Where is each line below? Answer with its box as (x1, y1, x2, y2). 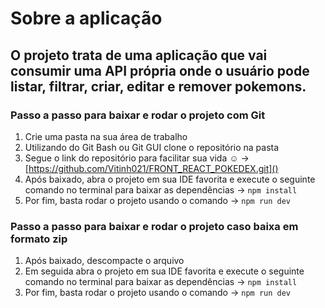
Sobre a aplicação (10, 7, 163, 30)
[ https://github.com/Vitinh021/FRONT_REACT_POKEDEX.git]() (24, 162, 279, 174)
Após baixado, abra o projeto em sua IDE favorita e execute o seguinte (24, 173, 316, 185)
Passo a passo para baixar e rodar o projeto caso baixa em (10, 219, 299, 233)
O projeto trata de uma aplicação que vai (10, 47, 268, 64)
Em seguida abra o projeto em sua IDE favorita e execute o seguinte (24, 265, 305, 277)
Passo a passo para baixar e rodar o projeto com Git (10, 108, 266, 122)
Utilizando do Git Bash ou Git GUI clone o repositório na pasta (24, 141, 280, 153)
